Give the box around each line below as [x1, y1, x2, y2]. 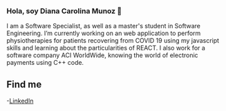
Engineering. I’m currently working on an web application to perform [6, 29, 201, 37]
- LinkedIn [6, 97, 34, 105]
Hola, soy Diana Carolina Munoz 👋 [6, 6, 122, 16]
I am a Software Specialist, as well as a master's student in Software [6, 22, 201, 30]
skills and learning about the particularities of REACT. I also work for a [6, 44, 205, 52]
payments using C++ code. [6, 59, 84, 67]
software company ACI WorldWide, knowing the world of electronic [6, 51, 198, 59]
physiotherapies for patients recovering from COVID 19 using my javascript [6, 37, 219, 45]
